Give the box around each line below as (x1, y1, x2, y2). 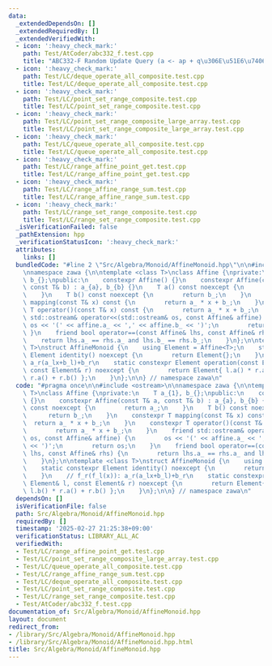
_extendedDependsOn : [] (15, 19, 96, 28)
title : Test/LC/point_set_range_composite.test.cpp (23, 102, 201, 110)
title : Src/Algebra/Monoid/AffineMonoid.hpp (8, 646, 161, 654)
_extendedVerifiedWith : (15, 34, 96, 43)
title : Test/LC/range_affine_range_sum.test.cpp (23, 192, 190, 201)
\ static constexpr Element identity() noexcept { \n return (23, 464, 266, 473)
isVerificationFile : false (15, 502, 107, 510)
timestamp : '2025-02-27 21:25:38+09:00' (15, 525, 154, 533)
